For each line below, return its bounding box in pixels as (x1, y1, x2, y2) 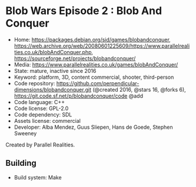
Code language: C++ (14, 98, 65, 105)
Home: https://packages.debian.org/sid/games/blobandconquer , (14, 36, 171, 43)
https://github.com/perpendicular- (56, 79, 139, 86)
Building (5, 158, 36, 168)
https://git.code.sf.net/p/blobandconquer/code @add (14, 92, 144, 99)
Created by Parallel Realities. (5, 141, 75, 148)
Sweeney (14, 129, 37, 136)
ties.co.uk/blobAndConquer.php (14, 48, 92, 55)
